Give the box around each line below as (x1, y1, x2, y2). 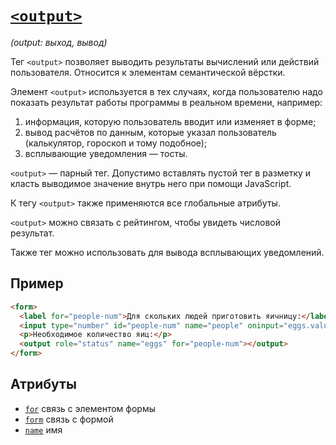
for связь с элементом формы (24, 402, 156, 414)
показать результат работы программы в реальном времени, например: (10, 96, 323, 108)
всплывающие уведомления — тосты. (24, 147, 188, 159)
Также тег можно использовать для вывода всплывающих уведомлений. (10, 246, 325, 258)
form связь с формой (24, 413, 114, 425)
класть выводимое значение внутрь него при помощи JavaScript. (10, 177, 292, 189)
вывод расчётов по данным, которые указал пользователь (24, 126, 277, 138)
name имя (24, 423, 63, 436)
